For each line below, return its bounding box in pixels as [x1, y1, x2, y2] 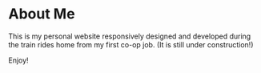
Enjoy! [8, 55, 30, 65]
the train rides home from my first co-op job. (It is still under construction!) [8, 39, 254, 49]
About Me [8, 5, 75, 23]
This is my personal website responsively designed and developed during [8, 31, 251, 41]
